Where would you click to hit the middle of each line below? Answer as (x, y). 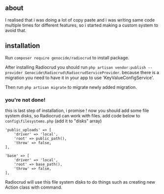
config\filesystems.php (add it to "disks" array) (54, 121)
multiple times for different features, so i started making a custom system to (82, 25)
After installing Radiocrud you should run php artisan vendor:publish (76, 67)
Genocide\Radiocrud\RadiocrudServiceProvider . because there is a (92, 72)
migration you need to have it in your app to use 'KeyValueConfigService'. (80, 78)
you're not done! (25, 100)
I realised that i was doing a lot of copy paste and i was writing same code (80, 20)
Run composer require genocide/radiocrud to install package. (67, 57)
